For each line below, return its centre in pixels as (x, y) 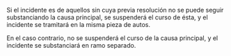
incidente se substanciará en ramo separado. (71, 45)
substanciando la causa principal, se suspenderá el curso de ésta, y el (107, 17)
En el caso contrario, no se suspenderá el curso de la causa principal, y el (112, 38)
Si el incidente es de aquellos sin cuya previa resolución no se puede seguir (115, 10)
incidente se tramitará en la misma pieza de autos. (79, 25)
